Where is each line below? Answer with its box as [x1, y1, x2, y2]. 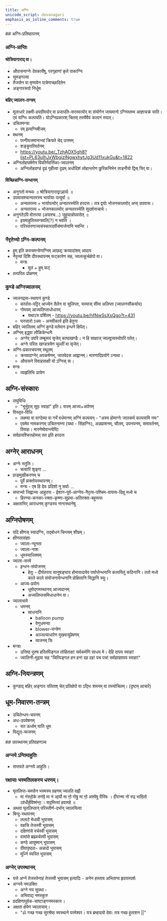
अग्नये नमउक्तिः [12, 881, 38, 887]
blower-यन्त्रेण [35, 626, 61, 632]
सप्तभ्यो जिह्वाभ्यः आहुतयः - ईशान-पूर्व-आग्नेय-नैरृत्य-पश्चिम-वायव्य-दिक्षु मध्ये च [12, 489, 137, 495]
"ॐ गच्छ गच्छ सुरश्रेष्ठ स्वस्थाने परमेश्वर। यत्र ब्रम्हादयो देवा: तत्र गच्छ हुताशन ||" [20, 910, 146, 916]
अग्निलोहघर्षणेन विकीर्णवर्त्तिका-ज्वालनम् [12, 160, 74, 166]
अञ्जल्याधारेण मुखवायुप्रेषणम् [35, 631, 79, 638]
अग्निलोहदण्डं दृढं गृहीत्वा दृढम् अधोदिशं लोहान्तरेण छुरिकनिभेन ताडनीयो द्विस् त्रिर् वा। [20, 165, 153, 171]
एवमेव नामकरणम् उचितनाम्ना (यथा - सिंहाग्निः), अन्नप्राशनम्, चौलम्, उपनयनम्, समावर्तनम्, [20, 421, 160, 427]
